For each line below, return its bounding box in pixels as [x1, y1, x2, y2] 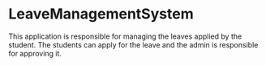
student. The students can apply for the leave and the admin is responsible [8, 39, 259, 49]
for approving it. [8, 48, 62, 58]
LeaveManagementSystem [8, 5, 194, 23]
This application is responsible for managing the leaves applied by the [8, 31, 242, 41]
